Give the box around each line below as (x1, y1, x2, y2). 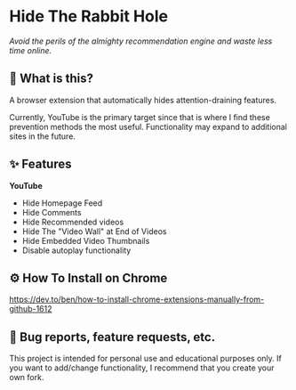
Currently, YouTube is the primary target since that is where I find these (9, 111, 271, 122)
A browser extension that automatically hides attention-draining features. (9, 94, 277, 105)
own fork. (9, 372, 44, 383)
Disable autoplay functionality (21, 245, 132, 256)
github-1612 (9, 304, 52, 314)
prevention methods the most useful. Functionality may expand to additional (9, 121, 287, 132)
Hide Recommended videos (21, 216, 124, 227)
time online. (9, 45, 52, 55)
